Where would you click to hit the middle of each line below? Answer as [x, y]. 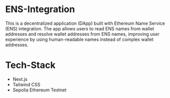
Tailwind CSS [26, 84]
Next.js [20, 79]
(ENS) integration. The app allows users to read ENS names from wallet [80, 28]
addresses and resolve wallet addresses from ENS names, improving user [82, 34]
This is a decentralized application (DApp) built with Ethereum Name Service [85, 23]
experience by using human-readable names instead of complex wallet [79, 39]
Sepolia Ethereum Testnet [40, 90]
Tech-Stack [30, 65]
